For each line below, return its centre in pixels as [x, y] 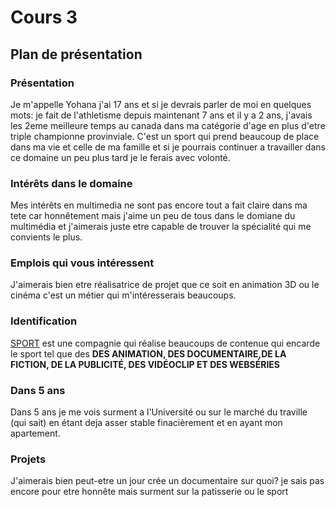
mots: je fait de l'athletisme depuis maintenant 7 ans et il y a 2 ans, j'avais [161, 115]
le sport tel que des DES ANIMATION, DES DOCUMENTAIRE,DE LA [148, 353]
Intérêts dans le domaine [71, 183]
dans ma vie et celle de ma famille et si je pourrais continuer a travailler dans [168, 147]
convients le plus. [46, 237]
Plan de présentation [76, 54]
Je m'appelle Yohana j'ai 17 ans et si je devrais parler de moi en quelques [161, 104]
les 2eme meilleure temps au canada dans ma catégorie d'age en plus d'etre [168, 125]
